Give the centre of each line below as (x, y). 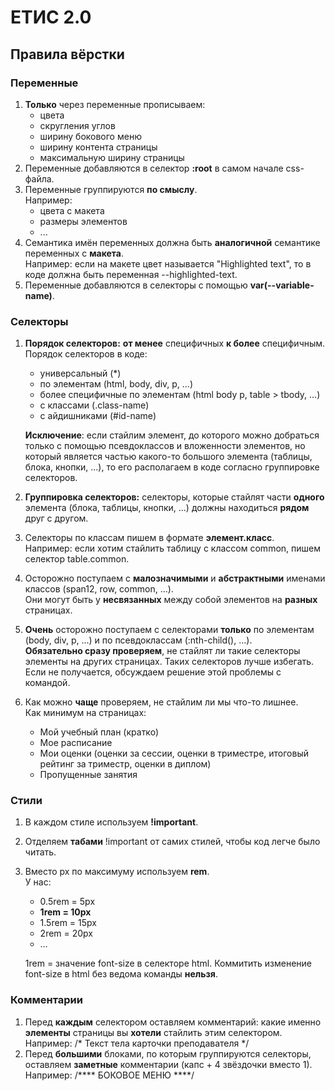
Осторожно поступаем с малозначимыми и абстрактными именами (175, 578)
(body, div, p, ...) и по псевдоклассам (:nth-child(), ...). (138, 640)
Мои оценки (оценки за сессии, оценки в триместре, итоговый (174, 753)
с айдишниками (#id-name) (98, 416)
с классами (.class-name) (94, 405)
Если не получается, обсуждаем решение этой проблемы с (153, 672)
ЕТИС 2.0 (51, 17)
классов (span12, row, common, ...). (99, 589)
